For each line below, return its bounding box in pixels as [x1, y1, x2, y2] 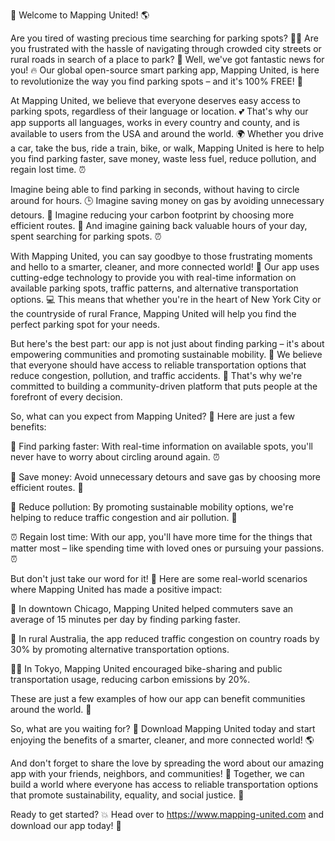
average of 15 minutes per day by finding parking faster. [10, 614, 241, 625]
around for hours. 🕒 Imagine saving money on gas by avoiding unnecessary [10, 195, 325, 206]
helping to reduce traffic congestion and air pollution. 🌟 [10, 512, 238, 523]
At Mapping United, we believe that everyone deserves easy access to [10, 95, 301, 106]
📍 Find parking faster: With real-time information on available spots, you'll [10, 440, 313, 452]
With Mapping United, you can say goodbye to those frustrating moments [10, 250, 313, 262]
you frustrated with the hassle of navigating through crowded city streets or [10, 43, 322, 54]
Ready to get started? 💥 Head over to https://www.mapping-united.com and [10, 809, 325, 820]
